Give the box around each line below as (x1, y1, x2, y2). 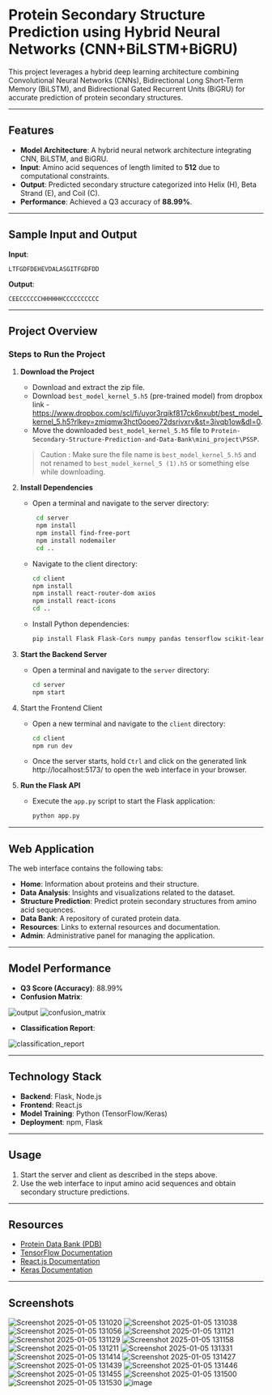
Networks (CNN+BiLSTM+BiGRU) (8, 40, 239, 58)
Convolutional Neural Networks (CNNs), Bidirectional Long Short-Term (8, 75, 244, 85)
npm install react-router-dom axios (32, 589, 156, 598)
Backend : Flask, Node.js (19, 1091, 103, 1101)
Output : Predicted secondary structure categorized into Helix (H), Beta (19, 180, 257, 189)
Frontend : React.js (19, 1100, 83, 1109)
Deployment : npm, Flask (19, 1117, 104, 1126)
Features (8, 124, 54, 138)
